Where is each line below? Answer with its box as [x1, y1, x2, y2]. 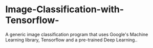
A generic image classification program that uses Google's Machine [5, 31, 148, 37]
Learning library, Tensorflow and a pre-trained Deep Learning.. [5, 37, 138, 43]
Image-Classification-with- [5, 4, 124, 15]
